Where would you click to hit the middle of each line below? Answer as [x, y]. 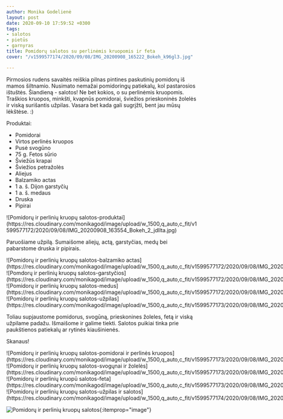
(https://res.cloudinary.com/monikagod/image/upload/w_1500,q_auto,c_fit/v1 [102, 224]
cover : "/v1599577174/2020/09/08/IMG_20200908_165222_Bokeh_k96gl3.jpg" [100, 57]
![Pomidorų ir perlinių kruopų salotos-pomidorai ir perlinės [79, 353]
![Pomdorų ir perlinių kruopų [41, 273]
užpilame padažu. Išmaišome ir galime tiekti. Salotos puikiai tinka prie [93, 323]
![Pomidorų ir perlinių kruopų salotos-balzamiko [66, 260]
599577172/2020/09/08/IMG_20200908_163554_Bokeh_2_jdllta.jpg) [92, 230]
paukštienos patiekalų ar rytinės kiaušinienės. [63, 330]
